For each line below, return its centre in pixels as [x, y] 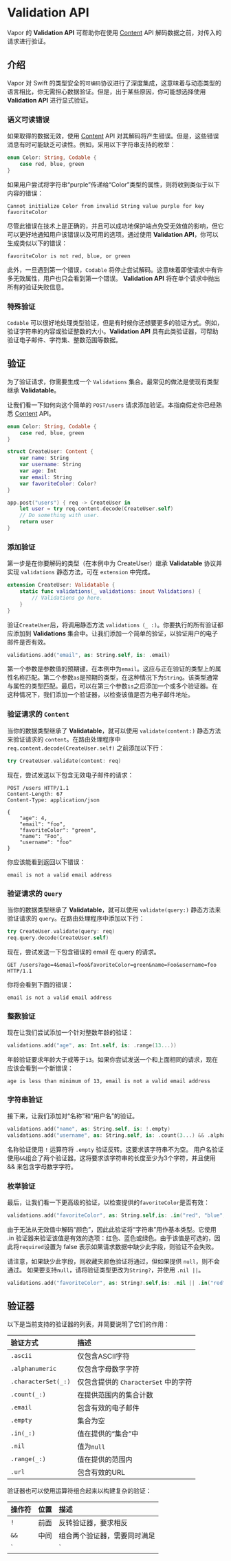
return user [36, 522]
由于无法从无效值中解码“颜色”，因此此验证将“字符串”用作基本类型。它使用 [112, 1230]
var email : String [46, 477]
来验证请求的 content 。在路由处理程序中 [64, 739]
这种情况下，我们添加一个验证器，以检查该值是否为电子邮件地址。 [100, 695]
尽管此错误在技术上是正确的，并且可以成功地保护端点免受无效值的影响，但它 [115, 226]
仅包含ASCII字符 [103, 1356]
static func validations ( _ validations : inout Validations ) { [110, 591]
